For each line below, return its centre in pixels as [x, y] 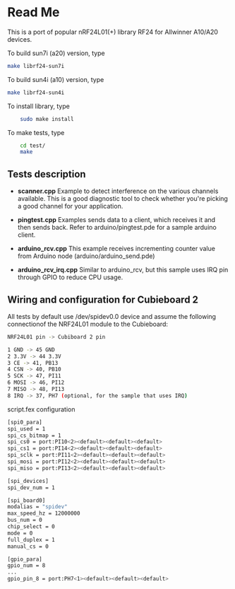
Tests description [47, 174]
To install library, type [39, 106]
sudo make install [47, 119]
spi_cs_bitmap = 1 [34, 436]
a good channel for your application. [70, 206]
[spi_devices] [28, 481]
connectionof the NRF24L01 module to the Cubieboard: [88, 324]
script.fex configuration [41, 409]
